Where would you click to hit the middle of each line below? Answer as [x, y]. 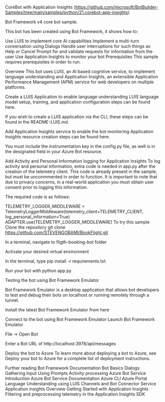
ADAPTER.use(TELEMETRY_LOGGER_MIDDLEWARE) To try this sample [78, 222]
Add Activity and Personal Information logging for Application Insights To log [83, 161]
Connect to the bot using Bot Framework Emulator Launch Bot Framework [80, 319]
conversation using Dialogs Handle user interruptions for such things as [78, 46]
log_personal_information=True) [38, 217]
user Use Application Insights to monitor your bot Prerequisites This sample [82, 57]
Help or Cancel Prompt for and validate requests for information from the [79, 51]
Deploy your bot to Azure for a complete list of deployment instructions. [78, 358]
